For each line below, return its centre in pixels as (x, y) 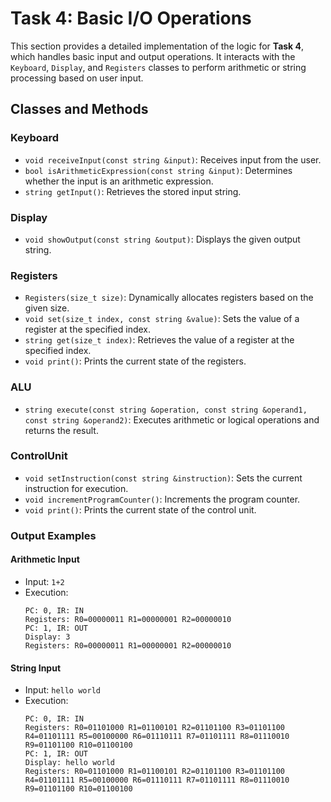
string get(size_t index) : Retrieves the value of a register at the (159, 340)
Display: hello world (69, 763)
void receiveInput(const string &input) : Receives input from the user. (173, 159)
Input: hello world (62, 690)
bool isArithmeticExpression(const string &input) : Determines (158, 170)
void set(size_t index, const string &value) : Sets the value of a (162, 319)
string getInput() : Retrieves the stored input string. (133, 191)
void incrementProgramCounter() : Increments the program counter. (162, 499)
